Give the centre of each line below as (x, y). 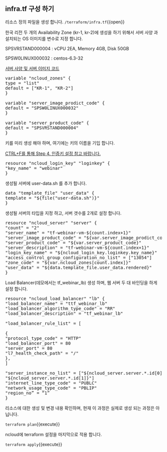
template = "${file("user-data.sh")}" (52, 198)
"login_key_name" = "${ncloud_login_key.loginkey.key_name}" (81, 253)
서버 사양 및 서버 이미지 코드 (32, 68)
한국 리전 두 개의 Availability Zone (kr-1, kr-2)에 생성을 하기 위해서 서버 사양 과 (82, 32)
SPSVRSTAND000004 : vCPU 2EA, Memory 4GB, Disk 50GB (67, 48)
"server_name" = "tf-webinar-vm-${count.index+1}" (68, 233)
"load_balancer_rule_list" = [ (43, 323)
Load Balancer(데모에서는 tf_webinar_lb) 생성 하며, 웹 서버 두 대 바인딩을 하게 (81, 283)
